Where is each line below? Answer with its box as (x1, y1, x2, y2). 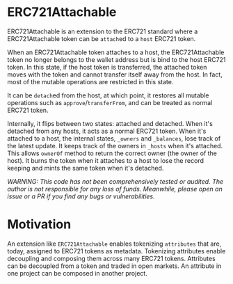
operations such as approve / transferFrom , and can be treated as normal (7, 98, 213, 106)
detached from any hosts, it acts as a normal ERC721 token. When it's (7, 127, 207, 135)
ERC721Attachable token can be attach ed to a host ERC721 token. (7, 34, 196, 42)
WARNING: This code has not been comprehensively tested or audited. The (7, 177, 224, 185)
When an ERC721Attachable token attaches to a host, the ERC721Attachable (7, 48, 225, 56)
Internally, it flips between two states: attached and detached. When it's (7, 119, 214, 127)
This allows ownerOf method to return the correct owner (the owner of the (7, 149, 218, 157)
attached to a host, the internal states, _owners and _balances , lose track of (7, 134, 221, 143)
